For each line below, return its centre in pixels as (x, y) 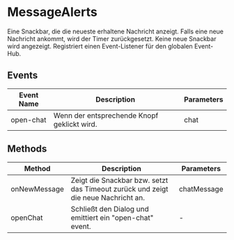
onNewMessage (38, 189)
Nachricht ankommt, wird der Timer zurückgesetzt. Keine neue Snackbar (112, 38)
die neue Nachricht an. (108, 198)
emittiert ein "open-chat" (112, 218)
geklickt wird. (75, 124)
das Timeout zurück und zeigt (119, 189)
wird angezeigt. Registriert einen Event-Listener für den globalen (100, 46)
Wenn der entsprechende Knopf (106, 115)
